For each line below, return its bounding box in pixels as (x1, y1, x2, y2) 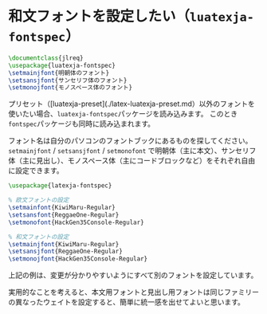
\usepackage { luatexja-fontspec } (8, 61, 116, 69)
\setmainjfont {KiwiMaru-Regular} (8, 240, 120, 248)
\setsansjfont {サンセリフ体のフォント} (8, 77, 128, 84)
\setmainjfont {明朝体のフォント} (8, 69, 110, 77)
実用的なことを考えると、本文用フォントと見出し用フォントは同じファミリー (8, 288, 260, 297)
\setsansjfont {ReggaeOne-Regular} (8, 248, 124, 256)
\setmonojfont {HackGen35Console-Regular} (8, 255, 148, 263)
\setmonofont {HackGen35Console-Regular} (8, 218, 145, 226)
